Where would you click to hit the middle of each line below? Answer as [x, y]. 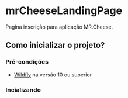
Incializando [23, 90]
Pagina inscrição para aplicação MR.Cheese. [59, 27]
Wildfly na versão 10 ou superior [53, 75]
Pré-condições [27, 62]
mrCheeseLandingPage [64, 11]
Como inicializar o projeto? [55, 45]
